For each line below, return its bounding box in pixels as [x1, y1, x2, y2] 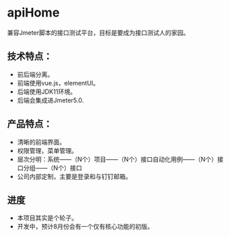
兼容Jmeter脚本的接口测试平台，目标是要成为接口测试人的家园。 [7, 28, 190, 37]
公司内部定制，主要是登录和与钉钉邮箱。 [16, 172, 132, 181]
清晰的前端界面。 [16, 138, 66, 146]
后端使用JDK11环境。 [16, 87, 77, 96]
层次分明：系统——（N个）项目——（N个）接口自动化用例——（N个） [16, 155, 218, 163]
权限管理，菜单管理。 [16, 146, 78, 154]
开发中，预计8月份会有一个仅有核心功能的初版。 [16, 223, 154, 231]
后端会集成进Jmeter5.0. [16, 96, 84, 104]
